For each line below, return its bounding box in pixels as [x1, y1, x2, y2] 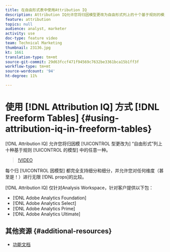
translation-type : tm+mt [5, 54, 58, 60]
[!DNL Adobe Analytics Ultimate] [12, 211, 81, 217]
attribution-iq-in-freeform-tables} [5, 123, 152, 135]
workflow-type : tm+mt [5, 64, 51, 69]
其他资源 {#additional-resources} [5, 227, 112, 236]
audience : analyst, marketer [5, 26, 67, 31]
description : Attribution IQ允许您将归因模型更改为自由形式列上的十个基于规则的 [5, 12, 161, 17]
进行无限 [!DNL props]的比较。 [22, 173, 87, 180]
